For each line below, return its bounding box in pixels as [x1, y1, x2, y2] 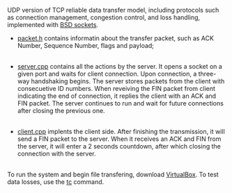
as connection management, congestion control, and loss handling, [7, 13, 201, 22]
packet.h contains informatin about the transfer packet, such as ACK [17, 34, 215, 42]
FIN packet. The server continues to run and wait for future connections [17, 99, 224, 107]
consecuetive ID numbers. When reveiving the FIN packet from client [17, 85, 216, 92]
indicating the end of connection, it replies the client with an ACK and [17, 92, 217, 100]
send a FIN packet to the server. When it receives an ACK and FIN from [17, 135, 222, 143]
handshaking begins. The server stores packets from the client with [31, 77, 225, 85]
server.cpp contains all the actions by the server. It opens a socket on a [17, 62, 223, 70]
